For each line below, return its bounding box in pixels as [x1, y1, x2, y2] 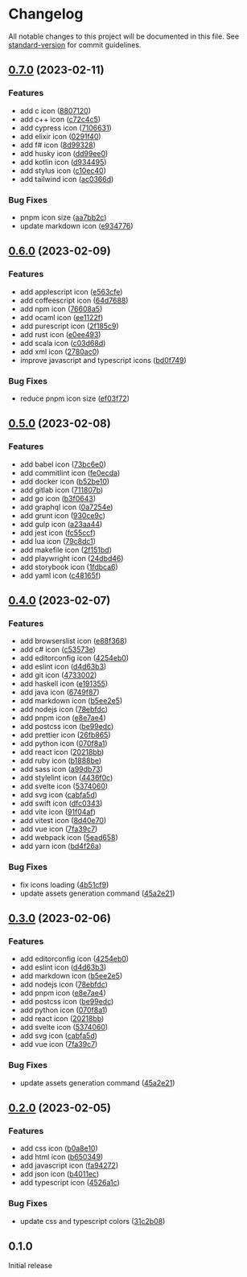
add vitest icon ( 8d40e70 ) [19, 816, 107, 826]
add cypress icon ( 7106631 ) [19, 122, 113, 133]
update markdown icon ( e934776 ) [19, 220, 134, 230]
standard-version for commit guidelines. [8, 39, 142, 49]
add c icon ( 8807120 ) [19, 105, 91, 115]
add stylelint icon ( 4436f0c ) [19, 773, 113, 783]
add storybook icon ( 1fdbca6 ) [19, 562, 118, 571]
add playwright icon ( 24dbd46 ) [19, 553, 124, 563]
